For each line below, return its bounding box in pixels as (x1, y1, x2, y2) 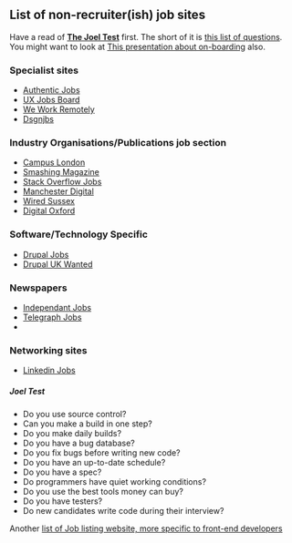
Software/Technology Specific (9, 228, 149, 241)
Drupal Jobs (22, 249, 69, 260)
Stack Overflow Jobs (22, 177, 102, 188)
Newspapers (9, 282, 68, 294)
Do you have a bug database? (22, 437, 135, 449)
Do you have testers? (22, 496, 103, 507)
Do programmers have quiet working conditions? (22, 476, 207, 487)
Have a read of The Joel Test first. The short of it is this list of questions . (9, 31, 283, 42)
